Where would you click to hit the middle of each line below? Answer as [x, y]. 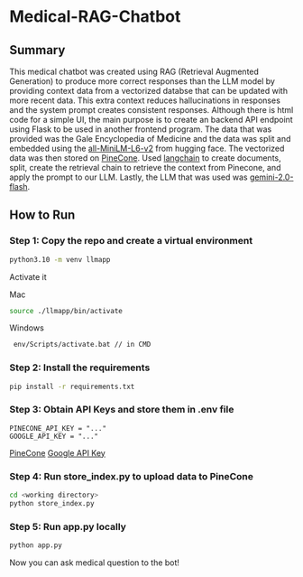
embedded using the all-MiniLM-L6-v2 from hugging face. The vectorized [147, 148]
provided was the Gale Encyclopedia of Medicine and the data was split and [150, 139]
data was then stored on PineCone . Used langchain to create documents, [145, 158]
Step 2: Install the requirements [80, 368]
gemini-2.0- [271, 177]
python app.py [36, 545]
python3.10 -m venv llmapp [60, 259]
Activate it [28, 276]
